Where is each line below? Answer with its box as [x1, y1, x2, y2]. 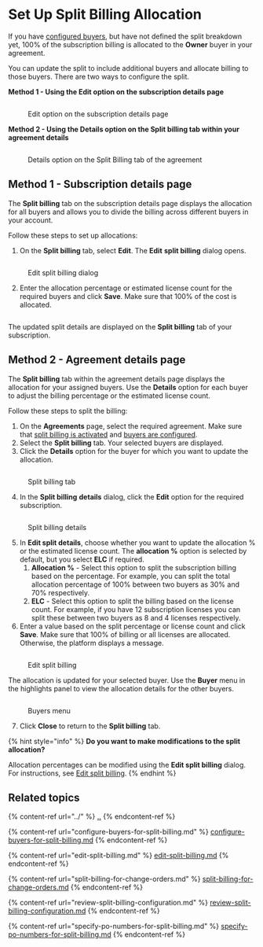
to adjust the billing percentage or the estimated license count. [8, 391, 210, 400]
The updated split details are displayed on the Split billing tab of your [8, 322, 232, 331]
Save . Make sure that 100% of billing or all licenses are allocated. [19, 629, 231, 639]
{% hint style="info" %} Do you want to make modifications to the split [8, 736, 241, 746]
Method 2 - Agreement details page [8, 353, 186, 367]
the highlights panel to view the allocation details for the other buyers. [8, 684, 234, 693]
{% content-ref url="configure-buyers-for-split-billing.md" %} [8, 827, 210, 837]
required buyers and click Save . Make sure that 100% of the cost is [19, 291, 237, 300]
